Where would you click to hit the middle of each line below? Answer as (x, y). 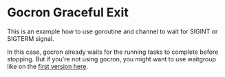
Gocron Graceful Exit (68, 13)
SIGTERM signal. (31, 38)
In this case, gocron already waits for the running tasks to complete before (113, 52)
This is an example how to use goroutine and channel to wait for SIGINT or (112, 31)
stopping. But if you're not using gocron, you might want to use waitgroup (112, 59)
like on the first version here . (47, 66)
